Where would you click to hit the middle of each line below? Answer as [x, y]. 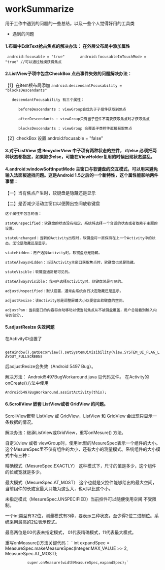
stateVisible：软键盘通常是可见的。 [39, 272]
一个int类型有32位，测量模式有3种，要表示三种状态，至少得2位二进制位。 [80, 515]
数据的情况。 [22, 422]
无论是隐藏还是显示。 [31, 243]
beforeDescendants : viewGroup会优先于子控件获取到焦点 [72, 109]
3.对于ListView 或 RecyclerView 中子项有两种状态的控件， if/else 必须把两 [81, 150]
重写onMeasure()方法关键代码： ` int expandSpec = [57, 542]
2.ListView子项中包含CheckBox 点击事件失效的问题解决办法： [68, 73]
